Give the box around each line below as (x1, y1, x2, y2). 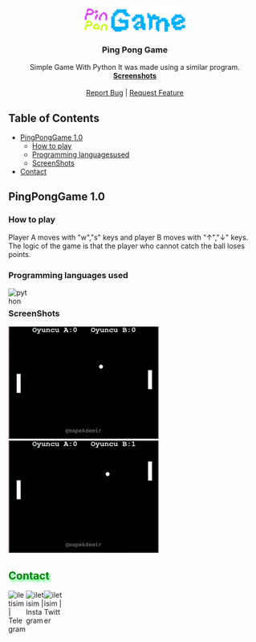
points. (8, 249, 31, 259)
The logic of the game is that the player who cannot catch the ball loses (8, 241, 246, 251)
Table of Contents (8, 111, 100, 125)
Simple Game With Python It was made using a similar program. (29, 63, 241, 72)
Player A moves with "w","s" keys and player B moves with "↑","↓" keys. (8, 232, 249, 242)
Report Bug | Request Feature (85, 88, 185, 98)
